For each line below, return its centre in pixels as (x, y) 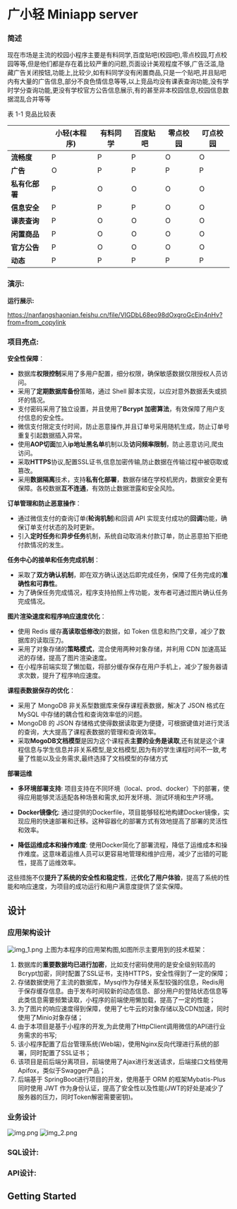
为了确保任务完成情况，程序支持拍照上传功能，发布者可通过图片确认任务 (122, 592)
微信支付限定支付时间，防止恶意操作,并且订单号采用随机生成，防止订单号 (123, 427)
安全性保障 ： (26, 359)
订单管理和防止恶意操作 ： (44, 504)
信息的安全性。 (45, 418)
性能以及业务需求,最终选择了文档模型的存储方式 (99, 758)
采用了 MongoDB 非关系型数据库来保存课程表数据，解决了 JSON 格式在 (121, 705)
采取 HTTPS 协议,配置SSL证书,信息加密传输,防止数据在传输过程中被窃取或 (123, 462)
